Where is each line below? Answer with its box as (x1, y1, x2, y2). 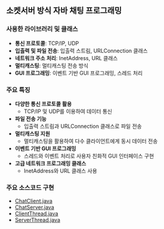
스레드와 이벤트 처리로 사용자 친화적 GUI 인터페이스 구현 (23, 152, 154, 159)
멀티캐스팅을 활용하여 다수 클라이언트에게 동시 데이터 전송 (23, 137, 158, 145)
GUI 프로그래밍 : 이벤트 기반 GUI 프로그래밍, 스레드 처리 (14, 69, 143, 76)
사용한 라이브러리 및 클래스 (6, 25, 79, 33)
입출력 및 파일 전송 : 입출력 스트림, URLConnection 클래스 (14, 47, 148, 54)
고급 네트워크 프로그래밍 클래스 (14, 159, 86, 167)
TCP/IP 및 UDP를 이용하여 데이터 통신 (23, 108, 112, 115)
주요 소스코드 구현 (6, 183, 55, 192)
